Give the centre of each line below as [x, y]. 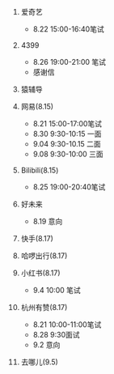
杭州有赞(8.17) [44, 307]
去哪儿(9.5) [40, 362]
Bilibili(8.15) [40, 170]
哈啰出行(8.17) [44, 256]
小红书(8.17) [40, 273]
